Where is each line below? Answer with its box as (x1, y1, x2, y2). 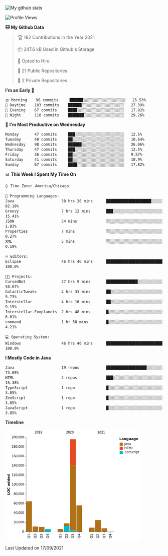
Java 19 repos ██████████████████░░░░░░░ (5, 365, 163, 370)
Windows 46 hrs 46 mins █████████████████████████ (5, 341, 163, 346)
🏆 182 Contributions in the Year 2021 (17, 34, 95, 40)
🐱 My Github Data (5, 24, 44, 30)
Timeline (5, 420, 24, 425)
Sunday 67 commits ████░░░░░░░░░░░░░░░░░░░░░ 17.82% (5, 162, 144, 167)
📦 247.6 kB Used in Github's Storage (17, 46, 95, 52)
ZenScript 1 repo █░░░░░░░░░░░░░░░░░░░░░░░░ (5, 395, 163, 400)
